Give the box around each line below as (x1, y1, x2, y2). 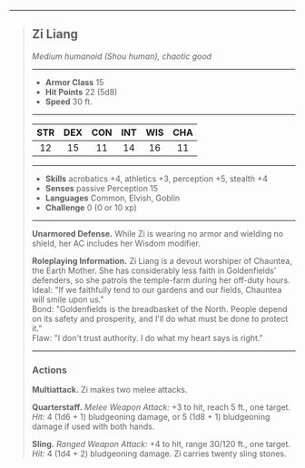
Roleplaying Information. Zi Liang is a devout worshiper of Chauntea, (31, 255, 292, 266)
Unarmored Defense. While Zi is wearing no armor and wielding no (31, 228, 284, 239)
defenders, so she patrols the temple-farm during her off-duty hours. (31, 274, 290, 286)
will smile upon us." (31, 294, 104, 305)
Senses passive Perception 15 (44, 182, 159, 193)
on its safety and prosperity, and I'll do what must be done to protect (31, 313, 289, 324)
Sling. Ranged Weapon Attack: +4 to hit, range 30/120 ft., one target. (31, 439, 291, 450)
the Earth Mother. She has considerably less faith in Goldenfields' (31, 265, 277, 276)
